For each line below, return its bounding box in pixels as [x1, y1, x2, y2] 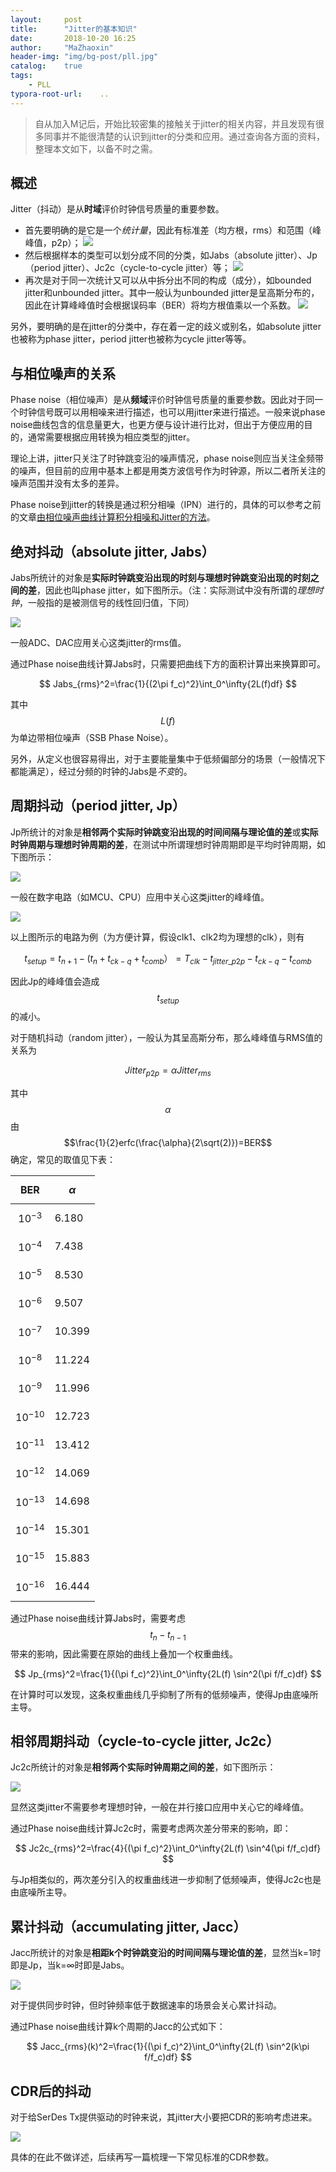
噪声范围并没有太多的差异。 [10, 477, 125, 490]
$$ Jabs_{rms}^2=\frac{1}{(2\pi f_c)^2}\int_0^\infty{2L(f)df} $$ [39, 678, 297, 690]
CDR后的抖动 [10, 2082, 92, 2100]
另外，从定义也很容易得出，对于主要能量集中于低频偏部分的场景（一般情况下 [10, 753, 326, 765]
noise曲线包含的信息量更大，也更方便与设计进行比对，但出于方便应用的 [10, 419, 305, 431]
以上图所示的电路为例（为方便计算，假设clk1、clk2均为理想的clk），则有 [10, 931, 305, 943]
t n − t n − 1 [149, 1628, 187, 1643]
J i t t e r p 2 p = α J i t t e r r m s [124, 1064, 212, 1079]
